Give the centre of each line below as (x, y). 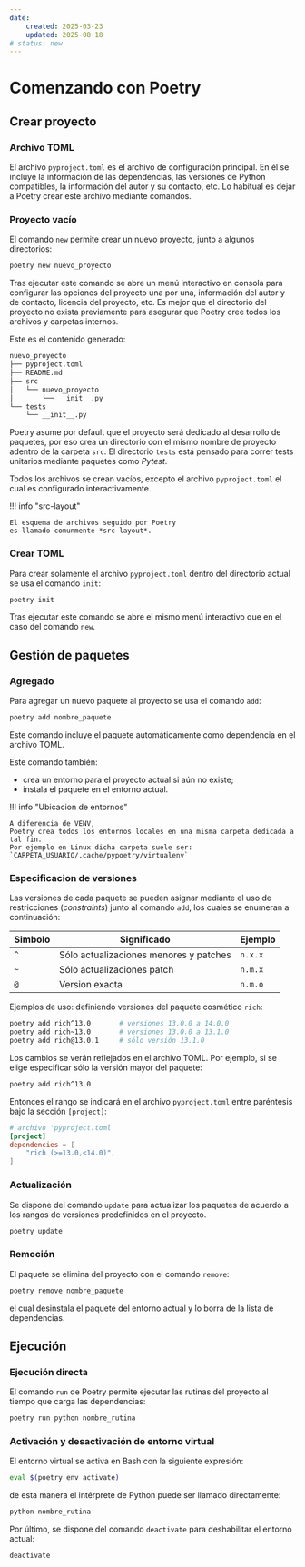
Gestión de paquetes (69, 655)
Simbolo (32, 939)
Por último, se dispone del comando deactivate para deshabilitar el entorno (151, 1529)
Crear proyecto (53, 121)
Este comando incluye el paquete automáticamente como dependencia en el (152, 735)
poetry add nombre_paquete (60, 718)
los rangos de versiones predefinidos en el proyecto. (108, 1215)
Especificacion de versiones (74, 878)
